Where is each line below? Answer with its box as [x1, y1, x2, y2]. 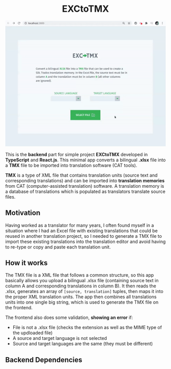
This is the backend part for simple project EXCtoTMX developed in [5, 151, 148, 157]
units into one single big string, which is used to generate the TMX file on [5, 299, 159, 305]
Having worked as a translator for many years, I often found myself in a [5, 222, 154, 228]
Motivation [5, 209, 41, 217]
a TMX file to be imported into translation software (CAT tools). [5, 162, 137, 168]
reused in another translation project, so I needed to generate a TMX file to [5, 233, 162, 239]
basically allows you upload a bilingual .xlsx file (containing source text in [5, 278, 159, 284]
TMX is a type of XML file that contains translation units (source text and [5, 172, 158, 178]
